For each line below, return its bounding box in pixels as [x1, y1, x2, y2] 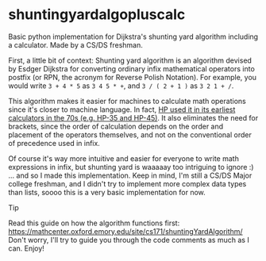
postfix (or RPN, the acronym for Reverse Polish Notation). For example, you [8, 72, 256, 82]
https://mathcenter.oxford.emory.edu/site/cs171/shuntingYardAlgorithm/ [8, 226, 244, 236]
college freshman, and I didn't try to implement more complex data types [8, 178, 247, 188]
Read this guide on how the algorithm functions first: [8, 218, 180, 228]
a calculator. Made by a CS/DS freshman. [8, 40, 143, 49]
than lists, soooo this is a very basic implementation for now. [8, 187, 206, 197]
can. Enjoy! [8, 244, 45, 253]
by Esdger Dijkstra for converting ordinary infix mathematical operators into [8, 63, 256, 73]
